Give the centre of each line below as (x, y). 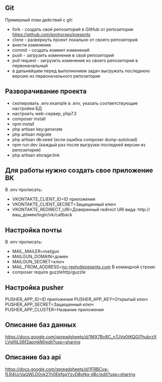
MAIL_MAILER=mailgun (36, 252)
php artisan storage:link (36, 155)
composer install (29, 119)
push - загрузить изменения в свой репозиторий (63, 55)
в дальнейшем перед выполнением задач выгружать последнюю (81, 71)
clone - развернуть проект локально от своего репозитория (75, 40)
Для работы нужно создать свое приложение (79, 170)
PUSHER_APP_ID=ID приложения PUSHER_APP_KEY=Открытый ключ (76, 299)
